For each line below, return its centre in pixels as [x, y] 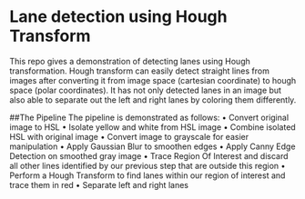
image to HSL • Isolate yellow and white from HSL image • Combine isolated [152, 127]
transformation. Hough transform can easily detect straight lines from [140, 71]
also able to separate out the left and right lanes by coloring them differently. [153, 99]
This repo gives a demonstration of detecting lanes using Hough [130, 61]
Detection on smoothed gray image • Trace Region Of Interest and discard [149, 155]
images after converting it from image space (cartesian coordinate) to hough [153, 80]
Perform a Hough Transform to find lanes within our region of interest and [147, 175]
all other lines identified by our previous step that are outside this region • [147, 165]
